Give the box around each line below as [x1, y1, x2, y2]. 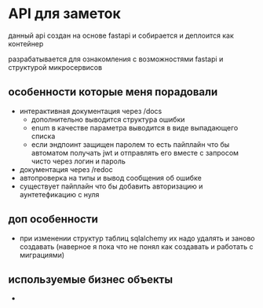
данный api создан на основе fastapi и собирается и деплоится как [8, 31, 234, 40]
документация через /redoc [19, 164, 113, 174]
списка [31, 131, 56, 141]
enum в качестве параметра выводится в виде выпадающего [31, 123, 239, 132]
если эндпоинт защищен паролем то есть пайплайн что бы [31, 139, 230, 149]
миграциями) [19, 250, 65, 259]
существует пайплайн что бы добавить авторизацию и [19, 181, 203, 191]
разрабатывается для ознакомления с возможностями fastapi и [8, 54, 224, 64]
